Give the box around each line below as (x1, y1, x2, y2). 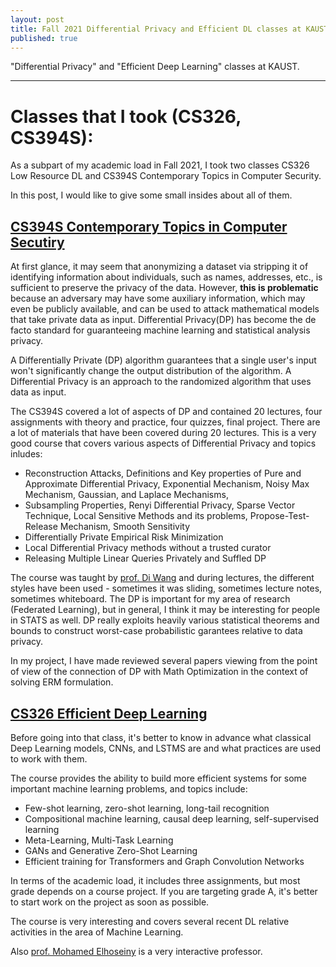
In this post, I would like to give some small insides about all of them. (10, 189, 293, 201)
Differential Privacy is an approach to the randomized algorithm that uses (10, 376, 312, 388)
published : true (10, 33, 78, 43)
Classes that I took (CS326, (10, 105, 242, 128)
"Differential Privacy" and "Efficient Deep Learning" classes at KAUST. (10, 61, 300, 73)
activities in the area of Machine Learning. (10, 926, 184, 938)
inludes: (10, 448, 43, 460)
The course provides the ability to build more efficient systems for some (10, 772, 307, 784)
